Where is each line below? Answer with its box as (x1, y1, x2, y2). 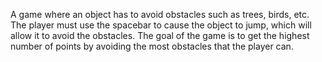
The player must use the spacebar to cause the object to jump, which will (10, 19, 312, 31)
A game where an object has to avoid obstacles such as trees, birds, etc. (10, 9, 310, 20)
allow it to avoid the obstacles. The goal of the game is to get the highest (10, 30, 310, 41)
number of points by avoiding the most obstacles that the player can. (10, 40, 294, 52)
